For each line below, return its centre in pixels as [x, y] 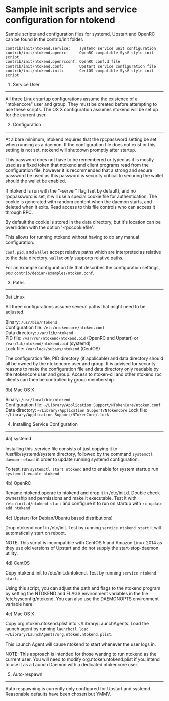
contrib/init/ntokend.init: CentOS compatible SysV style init [80, 71]
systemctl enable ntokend [32, 474]
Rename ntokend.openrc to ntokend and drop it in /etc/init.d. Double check [83, 493]
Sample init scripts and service [71, 9]
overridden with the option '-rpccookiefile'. [50, 227]
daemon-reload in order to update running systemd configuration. [72, 459]
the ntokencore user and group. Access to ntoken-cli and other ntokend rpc [84, 374]
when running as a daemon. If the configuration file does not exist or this [80, 144]
